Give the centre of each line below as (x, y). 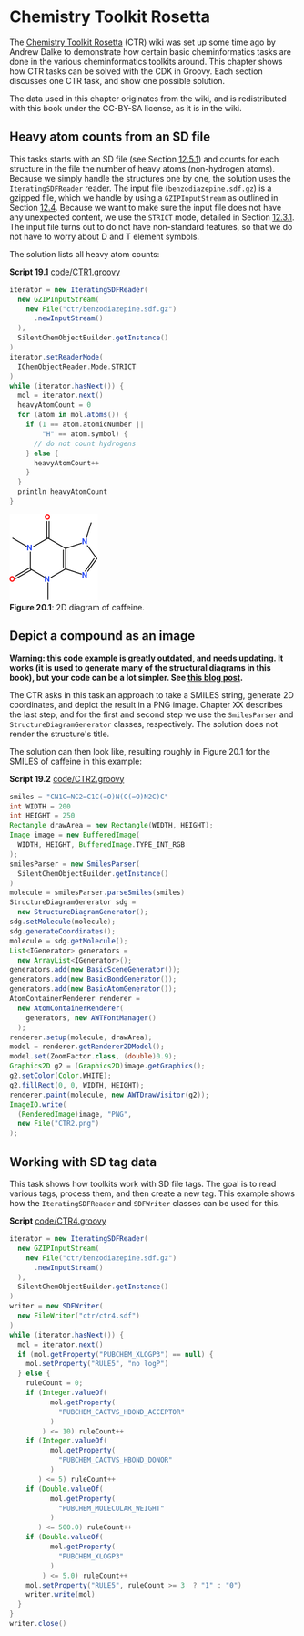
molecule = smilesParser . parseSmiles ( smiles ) (97, 893)
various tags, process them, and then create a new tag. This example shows (152, 1193)
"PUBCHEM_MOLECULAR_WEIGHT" (111, 1508)
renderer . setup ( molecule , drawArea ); (81, 1037)
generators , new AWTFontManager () (91, 1018)
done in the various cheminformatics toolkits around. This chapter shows (146, 61)
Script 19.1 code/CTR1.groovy (65, 272)
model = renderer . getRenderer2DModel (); (87, 1047)
